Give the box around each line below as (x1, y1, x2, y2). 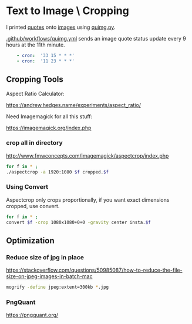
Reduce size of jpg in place (6, 253, 84, 261)
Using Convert (6, 183, 49, 191)
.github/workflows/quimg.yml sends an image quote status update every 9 (6, 35, 187, 42)
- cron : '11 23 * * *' (16, 58, 75, 64)
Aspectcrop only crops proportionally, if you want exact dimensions (6, 196, 170, 203)
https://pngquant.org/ (6, 312, 59, 319)
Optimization (6, 235, 55, 245)
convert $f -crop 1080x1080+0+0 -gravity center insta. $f (6, 219, 151, 225)
